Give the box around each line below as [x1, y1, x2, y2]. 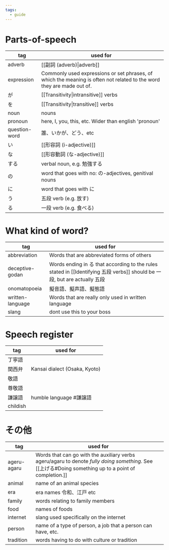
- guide [10, 12, 26, 17]
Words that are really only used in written [49, 294, 146, 301]
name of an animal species [35, 480, 99, 487]
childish [8, 403, 26, 410]
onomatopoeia [8, 285, 42, 292]
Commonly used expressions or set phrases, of [41, 70, 153, 77]
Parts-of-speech [5, 34, 77, 45]
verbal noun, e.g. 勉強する [41, 160, 103, 167]
